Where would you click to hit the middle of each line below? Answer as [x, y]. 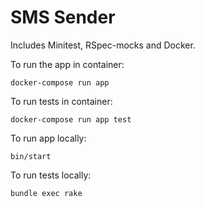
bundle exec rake [46, 193]
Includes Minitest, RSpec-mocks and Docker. [103, 45]
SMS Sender [63, 17]
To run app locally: [48, 138]
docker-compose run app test [71, 119]
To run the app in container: [67, 64]
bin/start [31, 156]
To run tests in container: [61, 101]
